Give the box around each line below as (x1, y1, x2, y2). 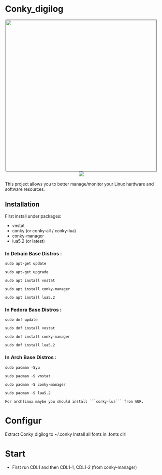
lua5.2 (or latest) (12, 238, 45, 244)
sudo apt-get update (5, 261, 47, 266)
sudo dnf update (5, 317, 38, 322)
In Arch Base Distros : (5, 354, 57, 361)
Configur (5, 415, 42, 426)
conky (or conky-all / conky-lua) (12, 228, 76, 233)
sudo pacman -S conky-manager (5, 382, 66, 387)
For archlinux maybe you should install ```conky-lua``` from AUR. (5, 399, 144, 404)
